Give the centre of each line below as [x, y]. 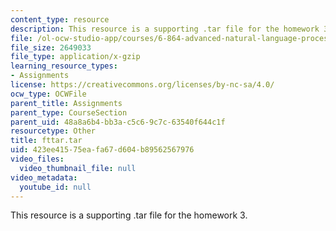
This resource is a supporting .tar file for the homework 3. [129, 215]
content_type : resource [60, 19]
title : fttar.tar [46, 141]
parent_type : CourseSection [69, 112]
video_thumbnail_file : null [78, 168]
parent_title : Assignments [66, 103]
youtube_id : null [55, 187]
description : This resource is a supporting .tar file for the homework [165, 29]
